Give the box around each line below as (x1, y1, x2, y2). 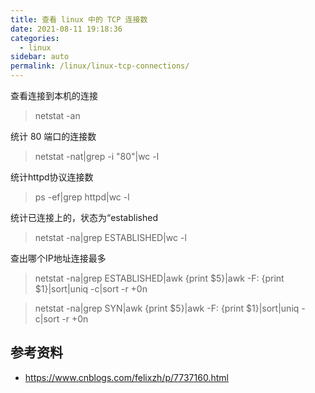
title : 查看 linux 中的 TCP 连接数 (10, 14, 148, 25)
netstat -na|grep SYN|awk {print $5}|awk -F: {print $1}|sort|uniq (34, 302, 300, 314)
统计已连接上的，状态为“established (10, 212, 158, 223)
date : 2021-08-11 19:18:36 (10, 24, 123, 34)
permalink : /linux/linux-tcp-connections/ (10, 61, 190, 71)
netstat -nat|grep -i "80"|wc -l (34, 151, 160, 162)
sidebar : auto (10, 52, 70, 62)
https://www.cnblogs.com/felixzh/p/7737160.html (24, 371, 229, 383)
